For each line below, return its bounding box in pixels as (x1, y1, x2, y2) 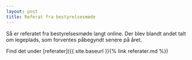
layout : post (6, 8, 38, 15)
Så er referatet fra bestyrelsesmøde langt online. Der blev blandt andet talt (6, 30, 186, 37)
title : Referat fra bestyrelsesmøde (6, 14, 96, 20)
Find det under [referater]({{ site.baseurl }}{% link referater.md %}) (6, 47, 169, 54)
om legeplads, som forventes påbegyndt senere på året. (6, 36, 142, 43)
